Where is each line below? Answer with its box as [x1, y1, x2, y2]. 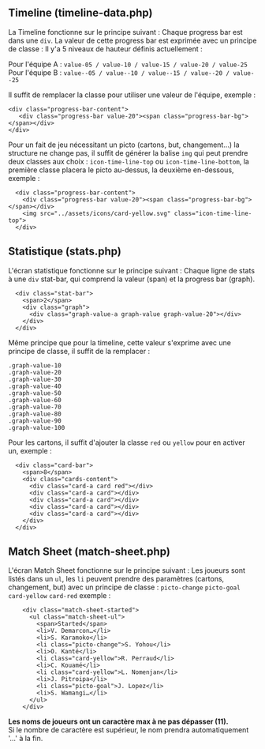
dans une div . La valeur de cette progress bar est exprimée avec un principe [8, 36, 257, 45]
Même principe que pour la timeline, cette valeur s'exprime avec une [8, 337, 231, 347]
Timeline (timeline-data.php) [8, 6, 153, 20]
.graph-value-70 [8, 403, 62, 411]
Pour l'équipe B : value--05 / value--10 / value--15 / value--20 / [8, 67, 230, 77]
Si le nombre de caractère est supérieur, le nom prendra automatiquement [8, 725, 249, 735]
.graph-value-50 [8, 389, 62, 397]
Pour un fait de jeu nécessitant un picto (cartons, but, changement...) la [8, 140, 240, 149]
